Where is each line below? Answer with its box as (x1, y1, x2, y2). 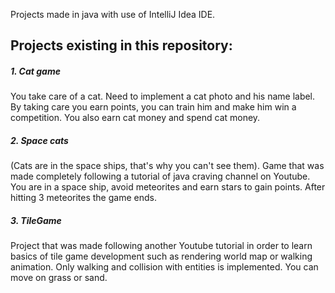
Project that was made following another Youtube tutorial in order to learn (10, 240, 313, 252)
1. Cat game (10, 65, 61, 77)
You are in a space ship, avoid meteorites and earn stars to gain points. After (10, 181, 326, 193)
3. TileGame (10, 214, 62, 226)
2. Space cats (10, 134, 69, 146)
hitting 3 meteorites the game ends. (10, 192, 157, 204)
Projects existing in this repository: (10, 37, 233, 54)
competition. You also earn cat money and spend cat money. (10, 112, 261, 124)
